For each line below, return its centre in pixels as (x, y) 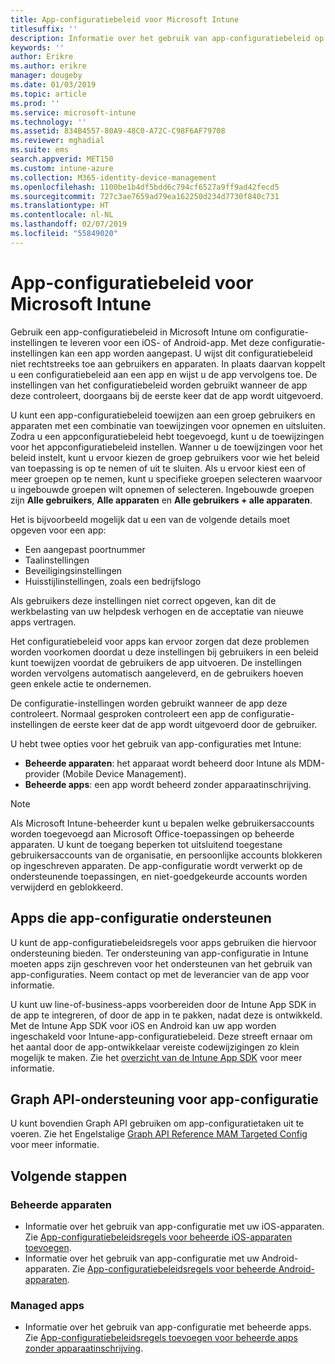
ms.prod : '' (35, 103)
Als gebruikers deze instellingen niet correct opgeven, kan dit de (143, 600)
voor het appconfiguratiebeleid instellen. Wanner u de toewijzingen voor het (166, 447)
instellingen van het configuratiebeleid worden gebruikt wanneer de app (159, 385)
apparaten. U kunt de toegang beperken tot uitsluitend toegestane (146, 844)
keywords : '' (37, 47)
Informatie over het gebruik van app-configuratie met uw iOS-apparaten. (174, 1226)
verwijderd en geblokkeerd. (67, 887)
